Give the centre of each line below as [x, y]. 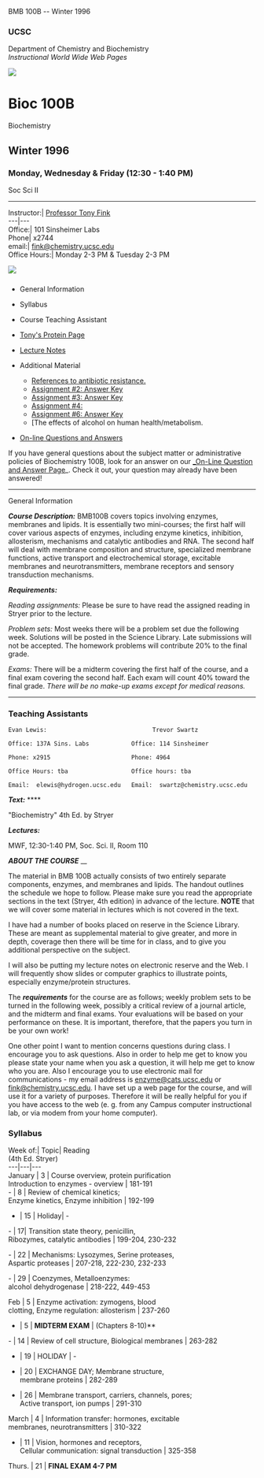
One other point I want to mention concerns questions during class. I [119, 1046]
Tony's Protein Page [52, 335]
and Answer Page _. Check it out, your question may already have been [123, 470]
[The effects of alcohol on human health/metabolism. [117, 422]
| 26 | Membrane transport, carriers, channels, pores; [106, 1395]
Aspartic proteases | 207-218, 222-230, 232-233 [87, 1263]
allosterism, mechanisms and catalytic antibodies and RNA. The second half [131, 541]
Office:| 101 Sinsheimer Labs [54, 229]
